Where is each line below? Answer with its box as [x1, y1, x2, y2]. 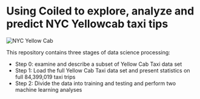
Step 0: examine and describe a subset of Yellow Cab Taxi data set [15, 60, 182, 68]
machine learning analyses [15, 86, 82, 93]
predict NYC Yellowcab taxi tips [6, 17, 168, 31]
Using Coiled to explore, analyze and [6, 4, 195, 18]
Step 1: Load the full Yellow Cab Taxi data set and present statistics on [15, 66, 190, 74]
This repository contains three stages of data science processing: [6, 48, 171, 56]
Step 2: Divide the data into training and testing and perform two [15, 80, 176, 87]
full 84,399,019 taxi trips [15, 73, 76, 80]
